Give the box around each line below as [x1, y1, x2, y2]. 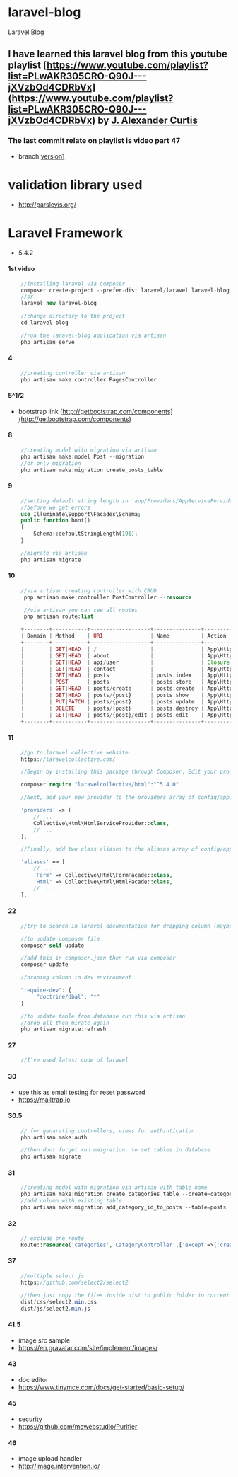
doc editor [18, 1375, 49, 1384]
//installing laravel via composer [20, 280, 126, 287]
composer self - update [20, 942, 84, 949]
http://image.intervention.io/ [18, 1462, 100, 1471]
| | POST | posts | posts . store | [20, 679, 204, 686]
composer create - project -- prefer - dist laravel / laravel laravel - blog [20, 287, 230, 294]
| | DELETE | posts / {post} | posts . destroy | [20, 705, 204, 712]
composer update [20, 961, 69, 968]
